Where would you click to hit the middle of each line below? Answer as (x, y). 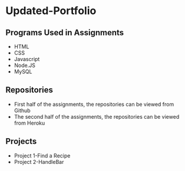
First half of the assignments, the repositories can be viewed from (94, 104)
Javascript (27, 59)
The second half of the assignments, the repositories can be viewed (97, 116)
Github (22, 110)
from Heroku (29, 123)
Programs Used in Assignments (65, 33)
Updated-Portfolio (51, 11)
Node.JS (25, 65)
